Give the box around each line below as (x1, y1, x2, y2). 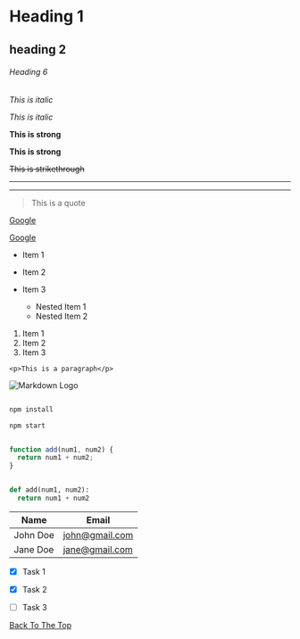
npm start (9, 421, 46, 430)
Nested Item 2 (35, 311, 88, 321)
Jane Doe (13, 543, 54, 555)
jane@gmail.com (62, 543, 134, 555)
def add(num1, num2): (9, 485, 90, 494)
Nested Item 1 (35, 301, 87, 311)
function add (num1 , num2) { (9, 444, 114, 454)
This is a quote (30, 197, 87, 208)
